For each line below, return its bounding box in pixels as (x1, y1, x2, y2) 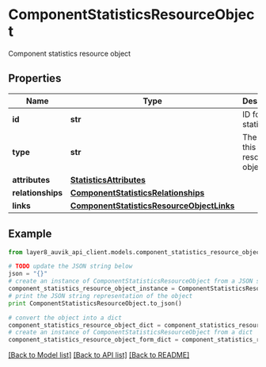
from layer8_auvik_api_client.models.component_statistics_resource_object (8, 248, 264, 256)
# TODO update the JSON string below (8, 262, 133, 271)
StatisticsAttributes (70, 174, 146, 185)
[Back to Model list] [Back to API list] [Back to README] (8, 350, 190, 360)
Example (8, 227, 52, 241)
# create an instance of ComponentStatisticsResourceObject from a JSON (8, 277, 253, 285)
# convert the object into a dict (8, 314, 123, 322)
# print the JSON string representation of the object (8, 292, 193, 299)
